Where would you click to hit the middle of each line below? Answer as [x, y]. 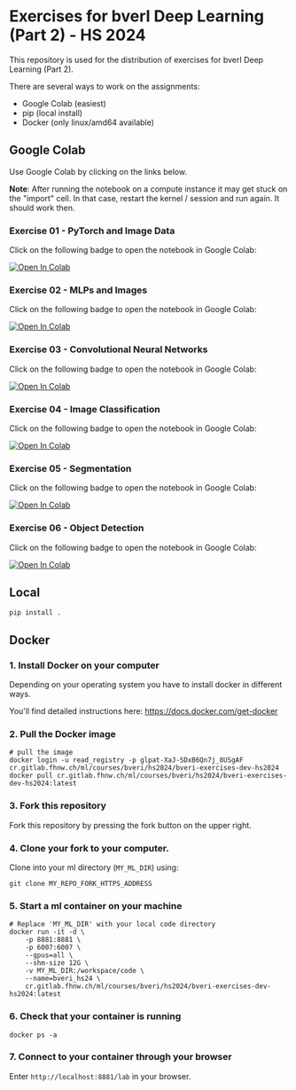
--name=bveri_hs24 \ [63, 979]
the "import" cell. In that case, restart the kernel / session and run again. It [144, 198]
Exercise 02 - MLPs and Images [78, 290]
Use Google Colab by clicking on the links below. [98, 171]
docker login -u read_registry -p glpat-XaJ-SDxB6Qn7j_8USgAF [126, 760]
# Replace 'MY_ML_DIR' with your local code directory [113, 924]
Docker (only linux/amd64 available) [88, 122]
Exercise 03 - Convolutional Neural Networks [109, 349]
